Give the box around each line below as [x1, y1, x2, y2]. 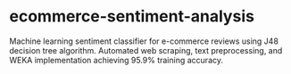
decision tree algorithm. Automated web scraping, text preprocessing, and [9, 45, 283, 55]
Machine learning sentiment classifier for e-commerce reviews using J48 [9, 36, 279, 46]
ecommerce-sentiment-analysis [9, 6, 254, 27]
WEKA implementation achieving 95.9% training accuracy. [9, 54, 223, 65]
